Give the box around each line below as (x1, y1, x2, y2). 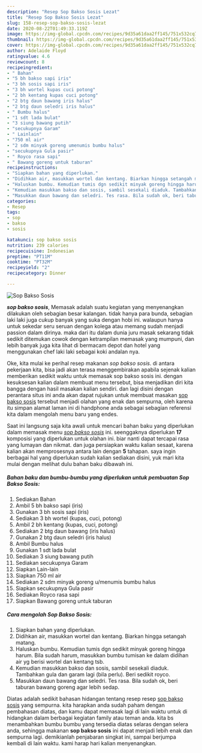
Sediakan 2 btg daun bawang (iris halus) (15, 527, 116, 534)
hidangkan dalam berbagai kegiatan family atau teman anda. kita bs (7, 714, 174, 721)
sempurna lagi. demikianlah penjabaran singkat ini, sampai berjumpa (7, 733, 176, 740)
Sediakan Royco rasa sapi (15, 591, 80, 598)
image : (7, 31, 23, 37)
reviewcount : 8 (7, 59, 45, 65)
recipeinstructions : (7, 165, 59, 171)
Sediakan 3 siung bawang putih (15, 552, 94, 560)
